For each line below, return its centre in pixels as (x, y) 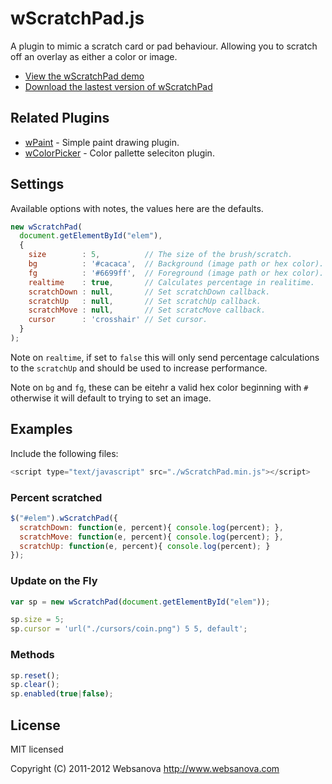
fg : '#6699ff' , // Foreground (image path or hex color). (176, 273)
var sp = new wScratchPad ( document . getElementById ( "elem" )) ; (140, 602)
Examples (41, 429)
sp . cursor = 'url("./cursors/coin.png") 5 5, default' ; (129, 629)
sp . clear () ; (35, 685)
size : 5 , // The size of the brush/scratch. (160, 255)
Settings (37, 184)
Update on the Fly (54, 581)
